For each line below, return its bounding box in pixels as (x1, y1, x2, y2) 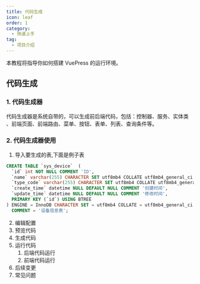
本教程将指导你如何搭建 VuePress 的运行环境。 (6, 59, 121, 66)
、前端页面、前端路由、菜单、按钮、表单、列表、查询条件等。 (6, 120, 158, 127)
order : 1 (6, 20, 28, 26)
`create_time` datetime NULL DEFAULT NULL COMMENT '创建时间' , (11, 185, 168, 191)
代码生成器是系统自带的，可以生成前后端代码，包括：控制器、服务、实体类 (6, 112, 189, 120)
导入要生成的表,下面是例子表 (14, 151, 85, 158)
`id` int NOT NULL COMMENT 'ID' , (11, 169, 95, 175)
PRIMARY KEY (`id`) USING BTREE (11, 197, 92, 203)
